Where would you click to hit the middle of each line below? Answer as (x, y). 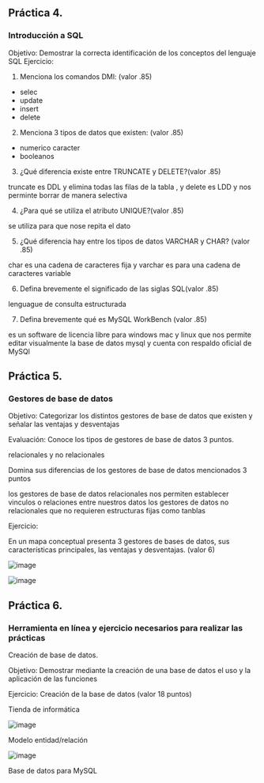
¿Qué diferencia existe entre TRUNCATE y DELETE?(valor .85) (120, 171)
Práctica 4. (36, 13)
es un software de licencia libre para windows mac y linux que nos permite (130, 335)
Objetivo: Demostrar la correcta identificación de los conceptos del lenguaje (132, 53)
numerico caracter (50, 148)
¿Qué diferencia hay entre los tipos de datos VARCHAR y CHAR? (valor (135, 241)
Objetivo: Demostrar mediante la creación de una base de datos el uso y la (130, 671)
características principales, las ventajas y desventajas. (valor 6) (112, 550)
